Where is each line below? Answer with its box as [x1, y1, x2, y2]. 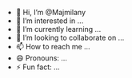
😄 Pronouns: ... [15, 53, 68, 63]
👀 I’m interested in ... [15, 16, 84, 25]
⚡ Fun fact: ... [15, 62, 60, 72]
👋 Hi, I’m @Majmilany [15, 8, 86, 17]
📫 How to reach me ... [15, 42, 90, 51]
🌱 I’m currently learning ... [15, 25, 102, 33]
